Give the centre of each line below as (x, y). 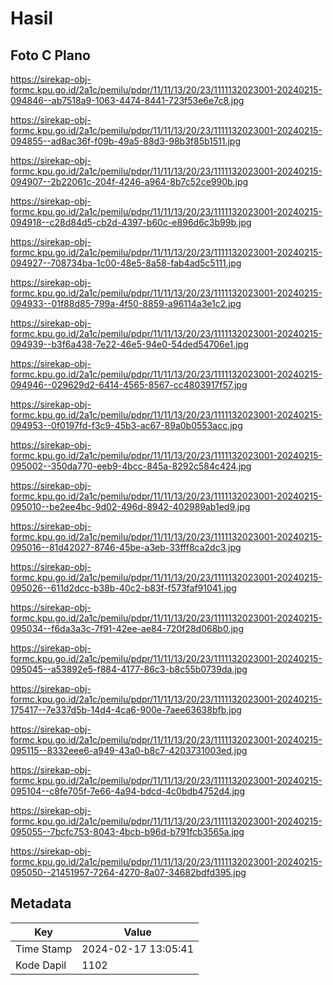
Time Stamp (44, 949)
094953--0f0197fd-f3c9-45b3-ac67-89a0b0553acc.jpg (126, 425)
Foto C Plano (50, 55)
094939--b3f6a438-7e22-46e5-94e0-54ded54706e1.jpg (129, 344)
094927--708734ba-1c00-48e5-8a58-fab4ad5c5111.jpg (126, 263)
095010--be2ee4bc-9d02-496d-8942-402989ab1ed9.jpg (130, 506)
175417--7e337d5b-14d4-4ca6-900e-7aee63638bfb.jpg (126, 710)
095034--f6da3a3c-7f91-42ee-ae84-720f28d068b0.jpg (127, 628)
